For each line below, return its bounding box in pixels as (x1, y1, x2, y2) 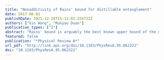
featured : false (5, 34, 38, 39)
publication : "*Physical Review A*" (5, 39, 80, 44)
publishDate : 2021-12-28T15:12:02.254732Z (5, 16, 93, 21)
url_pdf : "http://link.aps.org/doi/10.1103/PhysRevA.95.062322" (5, 43, 139, 48)
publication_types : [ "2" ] (5, 25, 58, 30)
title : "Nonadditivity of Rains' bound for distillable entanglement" (5, 7, 152, 12)
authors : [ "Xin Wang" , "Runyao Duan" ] (5, 20, 84, 26)
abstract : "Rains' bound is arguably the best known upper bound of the (5, 30, 156, 34)
